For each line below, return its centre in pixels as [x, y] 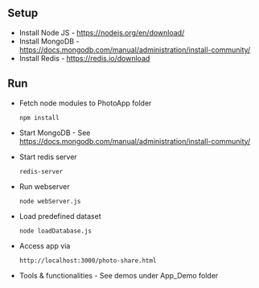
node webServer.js [50, 201]
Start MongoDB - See [55, 133]
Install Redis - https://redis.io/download [84, 58]
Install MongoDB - [49, 41]
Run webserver [44, 186]
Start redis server [48, 157]
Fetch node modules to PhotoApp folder [85, 103]
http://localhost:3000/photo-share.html [88, 261]
